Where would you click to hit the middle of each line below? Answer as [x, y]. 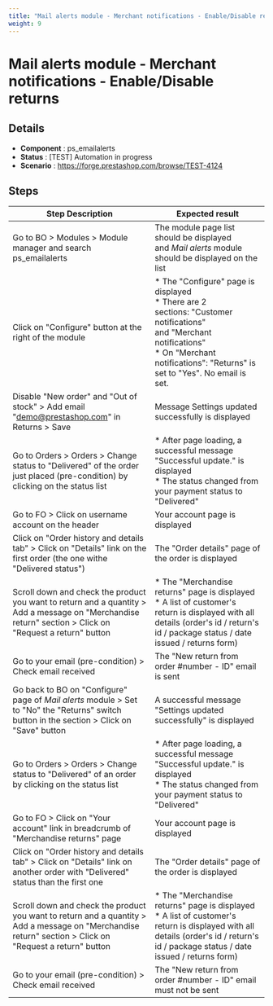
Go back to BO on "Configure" [70, 690]
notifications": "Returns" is [205, 363]
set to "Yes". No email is [200, 373]
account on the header [56, 525]
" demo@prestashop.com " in [67, 417]
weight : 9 [25, 24]
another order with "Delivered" [71, 872]
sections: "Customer [193, 312]
